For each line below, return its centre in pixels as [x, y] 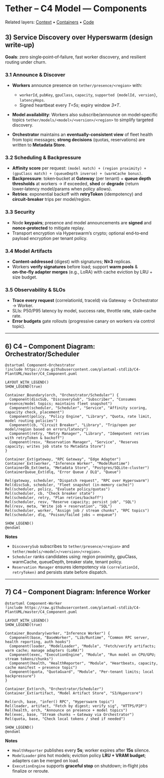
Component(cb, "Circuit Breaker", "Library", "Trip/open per [73, 425]
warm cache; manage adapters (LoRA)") [44, 650]
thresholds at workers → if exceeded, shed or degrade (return [75, 184]
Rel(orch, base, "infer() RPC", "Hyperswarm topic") [60, 702]
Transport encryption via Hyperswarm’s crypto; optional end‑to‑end [80, 233]
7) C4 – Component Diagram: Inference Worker [78, 592]
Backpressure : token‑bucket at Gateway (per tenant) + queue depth [82, 178]
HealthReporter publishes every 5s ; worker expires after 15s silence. [81, 750]
